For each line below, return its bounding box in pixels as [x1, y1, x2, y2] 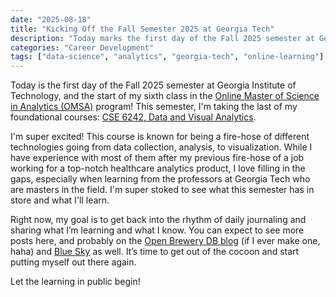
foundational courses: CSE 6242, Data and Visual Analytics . [10, 111, 257, 123]
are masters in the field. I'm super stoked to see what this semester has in [10, 184, 315, 196]
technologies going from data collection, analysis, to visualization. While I [10, 141, 313, 153]
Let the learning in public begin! [10, 276, 141, 288]
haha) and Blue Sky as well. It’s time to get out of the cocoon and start [10, 246, 300, 258]
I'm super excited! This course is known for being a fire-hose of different [10, 131, 310, 143]
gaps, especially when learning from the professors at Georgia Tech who [10, 173, 311, 185]
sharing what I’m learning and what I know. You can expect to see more [10, 224, 305, 236]
